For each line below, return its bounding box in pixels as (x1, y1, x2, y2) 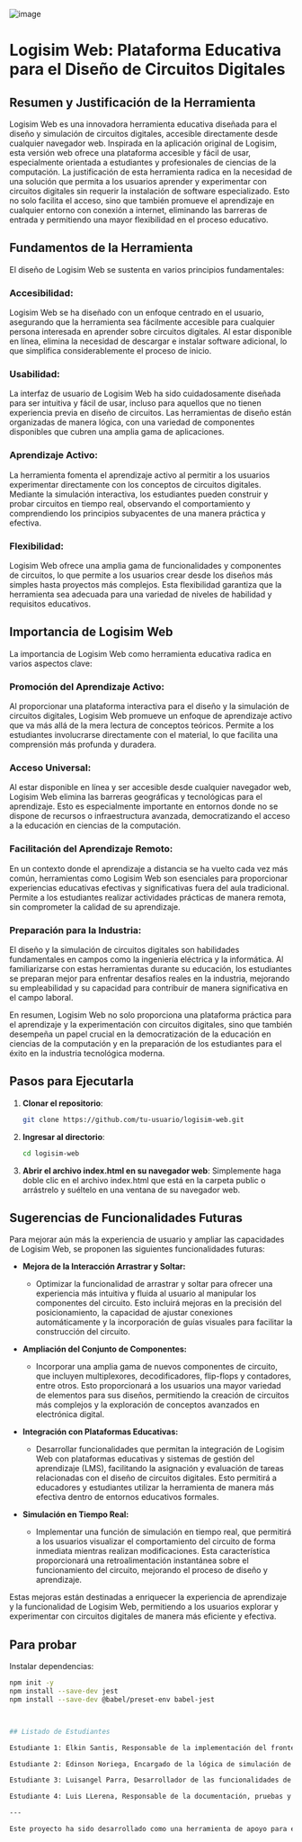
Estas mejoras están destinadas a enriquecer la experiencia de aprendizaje (9, 1592, 288, 1603)
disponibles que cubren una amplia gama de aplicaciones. (9, 427, 225, 437)
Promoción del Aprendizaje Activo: (9, 680, 164, 693)
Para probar (9, 1637, 77, 1652)
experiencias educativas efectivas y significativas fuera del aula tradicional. (9, 882, 289, 893)
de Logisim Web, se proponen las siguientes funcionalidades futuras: (9, 1244, 265, 1254)
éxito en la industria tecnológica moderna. (9, 1048, 165, 1058)
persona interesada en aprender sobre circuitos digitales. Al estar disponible (9, 327, 292, 337)
